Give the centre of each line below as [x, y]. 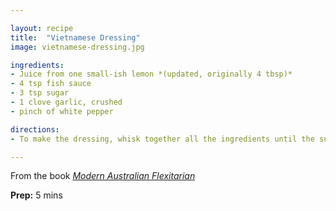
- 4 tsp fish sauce [51, 84]
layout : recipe [42, 28]
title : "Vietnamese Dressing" [75, 37]
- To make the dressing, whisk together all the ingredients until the [162, 139]
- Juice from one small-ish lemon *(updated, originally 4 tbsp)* [151, 74]
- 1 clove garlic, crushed [66, 102]
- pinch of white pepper [62, 111]
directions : [35, 129]
